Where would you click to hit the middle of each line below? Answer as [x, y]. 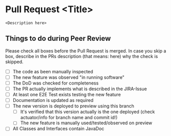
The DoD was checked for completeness [55, 83]
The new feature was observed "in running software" [69, 77]
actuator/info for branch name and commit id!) [69, 118]
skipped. [15, 62]
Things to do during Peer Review [58, 38]
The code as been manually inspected [53, 71]
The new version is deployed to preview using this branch [73, 106]
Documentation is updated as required [53, 100]
